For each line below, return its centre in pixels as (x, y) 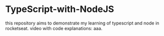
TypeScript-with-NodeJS (60, 9)
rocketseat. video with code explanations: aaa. (54, 28)
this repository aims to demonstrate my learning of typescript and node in (82, 23)
